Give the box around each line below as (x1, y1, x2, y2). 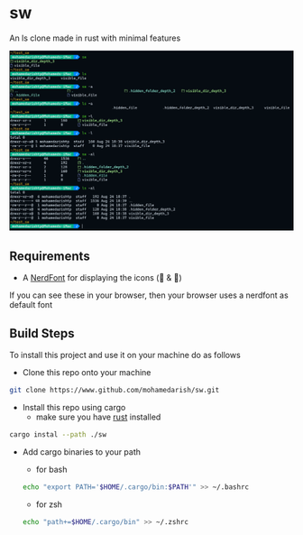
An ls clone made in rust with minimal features (9, 32, 181, 43)
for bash (35, 464, 68, 475)
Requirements (9, 248, 90, 263)
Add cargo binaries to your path (22, 446, 142, 457)
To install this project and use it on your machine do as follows (9, 349, 241, 360)
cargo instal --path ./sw (9, 429, 106, 439)
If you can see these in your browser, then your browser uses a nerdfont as (9, 290, 289, 300)
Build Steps (9, 326, 75, 341)
